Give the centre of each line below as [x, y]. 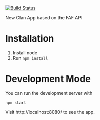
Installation [30, 39]
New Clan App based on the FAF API [44, 18]
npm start [16, 103]
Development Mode [48, 79]
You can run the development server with [49, 93]
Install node [25, 53]
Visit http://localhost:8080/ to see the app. [50, 112]
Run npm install [30, 58]
